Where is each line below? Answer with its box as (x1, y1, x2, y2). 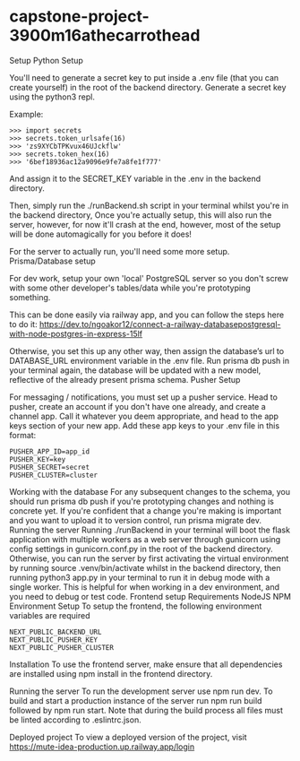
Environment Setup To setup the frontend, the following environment (9, 601, 262, 611)
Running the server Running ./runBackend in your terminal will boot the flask (9, 524, 291, 535)
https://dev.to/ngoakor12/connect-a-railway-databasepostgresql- (39, 318, 281, 329)
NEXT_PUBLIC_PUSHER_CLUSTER (9, 643, 115, 652)
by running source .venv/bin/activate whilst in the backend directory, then (9, 562, 281, 573)
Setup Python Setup (9, 55, 83, 65)
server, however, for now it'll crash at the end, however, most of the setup (9, 219, 281, 229)
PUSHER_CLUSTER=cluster (9, 471, 99, 480)
